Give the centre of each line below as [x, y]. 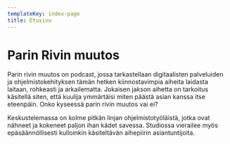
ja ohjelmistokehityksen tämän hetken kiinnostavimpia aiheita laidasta [108, 82]
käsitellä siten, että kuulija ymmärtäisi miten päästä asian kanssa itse [107, 97]
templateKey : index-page [44, 14]
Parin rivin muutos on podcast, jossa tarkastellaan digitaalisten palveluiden [115, 74]
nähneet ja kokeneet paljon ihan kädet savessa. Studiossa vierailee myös [113, 125]
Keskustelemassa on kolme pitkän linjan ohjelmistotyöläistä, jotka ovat [109, 118]
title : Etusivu [30, 20]
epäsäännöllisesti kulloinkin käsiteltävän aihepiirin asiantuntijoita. [101, 133]
